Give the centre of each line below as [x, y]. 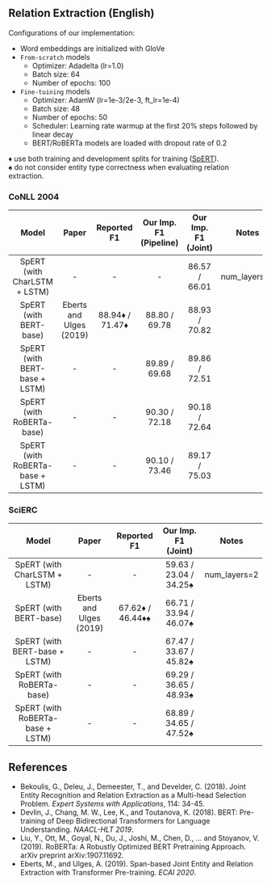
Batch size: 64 [56, 74]
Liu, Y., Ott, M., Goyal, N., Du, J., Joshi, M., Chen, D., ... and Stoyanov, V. [140, 838]
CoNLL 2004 [34, 196]
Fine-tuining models [55, 91]
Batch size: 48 [56, 108]
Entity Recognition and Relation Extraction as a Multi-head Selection [133, 795]
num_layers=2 [231, 575]
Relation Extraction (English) [81, 13]
